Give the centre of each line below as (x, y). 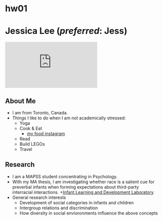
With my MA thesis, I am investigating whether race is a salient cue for (83, 182)
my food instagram (46, 134)
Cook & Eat (31, 128)
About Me (20, 101)
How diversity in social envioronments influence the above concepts (89, 213)
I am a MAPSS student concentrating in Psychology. (65, 176)
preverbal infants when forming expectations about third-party (75, 187)
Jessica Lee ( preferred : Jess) (66, 31)
